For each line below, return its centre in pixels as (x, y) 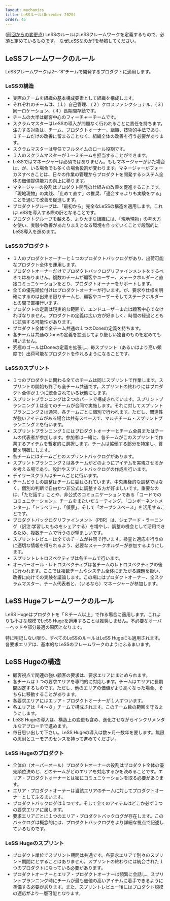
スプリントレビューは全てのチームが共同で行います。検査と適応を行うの (88, 539)
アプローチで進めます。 (46, 726)
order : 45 (16, 19)
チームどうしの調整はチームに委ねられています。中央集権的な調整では (86, 482)
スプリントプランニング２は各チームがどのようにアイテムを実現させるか (88, 463)
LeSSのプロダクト (27, 246)
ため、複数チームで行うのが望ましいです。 (61, 533)
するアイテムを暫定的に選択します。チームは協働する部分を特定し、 (88, 444)
